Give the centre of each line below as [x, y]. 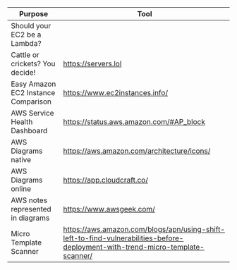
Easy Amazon [34, 84]
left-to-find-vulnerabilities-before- [123, 238]
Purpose [33, 14]
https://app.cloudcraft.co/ [105, 180]
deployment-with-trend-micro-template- [134, 247]
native [21, 160]
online [21, 189]
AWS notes [29, 200]
